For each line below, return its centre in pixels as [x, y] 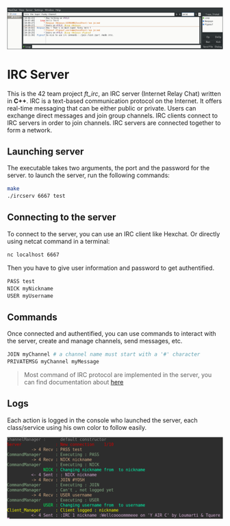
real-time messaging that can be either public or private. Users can [102, 108]
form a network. [30, 130]
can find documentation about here [74, 382]
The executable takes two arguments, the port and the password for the [108, 168]
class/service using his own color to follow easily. [77, 427]
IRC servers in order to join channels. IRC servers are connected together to [114, 123]
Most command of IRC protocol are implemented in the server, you [118, 374]
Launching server [46, 151]
